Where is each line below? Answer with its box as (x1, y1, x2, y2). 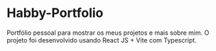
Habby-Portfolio (6, 5, 104, 21)
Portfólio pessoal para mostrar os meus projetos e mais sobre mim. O (6, 28, 210, 37)
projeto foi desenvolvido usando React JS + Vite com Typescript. (6, 35, 197, 44)
